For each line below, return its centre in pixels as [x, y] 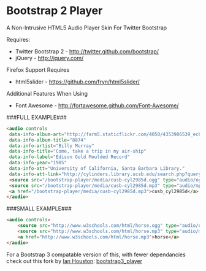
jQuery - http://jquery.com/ [49, 58]
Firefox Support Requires [38, 70]
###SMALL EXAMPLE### [39, 208]
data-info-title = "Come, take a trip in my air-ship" [78, 151]
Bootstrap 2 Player [55, 11]
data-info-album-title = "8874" [48, 140]
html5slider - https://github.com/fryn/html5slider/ [77, 82]
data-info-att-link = [35, 174]
